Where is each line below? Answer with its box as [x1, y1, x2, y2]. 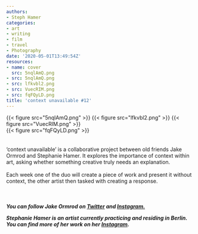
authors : [6, 8, 28, 15]
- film [6, 36, 23, 42]
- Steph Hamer [6, 14, 42, 20]
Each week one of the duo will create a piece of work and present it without [6, 171, 192, 178]
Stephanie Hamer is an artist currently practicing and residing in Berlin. [6, 214, 188, 221]
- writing [6, 31, 31, 37]
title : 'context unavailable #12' [6, 97, 92, 103]
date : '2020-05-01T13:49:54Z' [6, 53, 82, 59]
